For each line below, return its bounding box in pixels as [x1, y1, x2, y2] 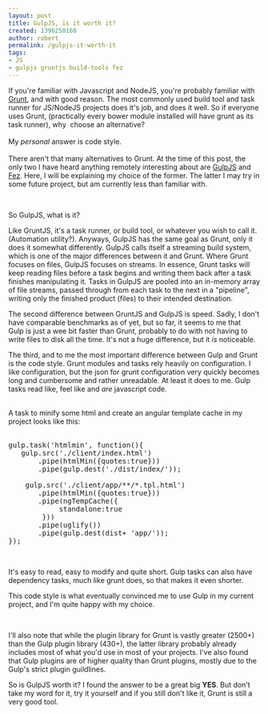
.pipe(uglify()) [38, 521, 102, 529]
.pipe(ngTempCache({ [38, 497, 118, 505]
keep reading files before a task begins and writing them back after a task [8, 268, 252, 277]
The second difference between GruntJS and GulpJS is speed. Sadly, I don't [8, 309, 260, 318]
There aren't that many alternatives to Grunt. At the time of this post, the [8, 154, 246, 163]
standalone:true [58, 505, 122, 513]
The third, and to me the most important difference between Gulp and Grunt [8, 349, 258, 360]
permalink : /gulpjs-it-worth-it [8, 42, 116, 50]
